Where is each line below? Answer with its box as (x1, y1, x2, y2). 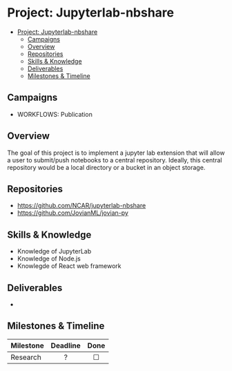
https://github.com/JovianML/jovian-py (17, 209, 129, 217)
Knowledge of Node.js (17, 254, 81, 263)
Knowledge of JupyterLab (17, 247, 92, 256)
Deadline (50, 341, 81, 350)
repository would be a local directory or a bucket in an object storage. (7, 163, 206, 171)
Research (10, 352, 41, 362)
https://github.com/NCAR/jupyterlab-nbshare (17, 202, 146, 210)
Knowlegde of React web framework (17, 262, 122, 270)
